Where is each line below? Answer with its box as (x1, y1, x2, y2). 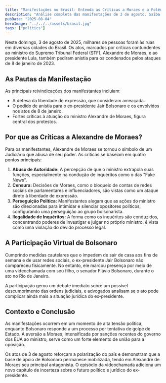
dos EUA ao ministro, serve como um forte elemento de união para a (5, 336, 145, 342)
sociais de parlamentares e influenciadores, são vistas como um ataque (12, 187, 159, 193)
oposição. (5, 342, 26, 348)
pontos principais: (5, 157, 42, 163)
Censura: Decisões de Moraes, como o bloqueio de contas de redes (12, 182, 152, 188)
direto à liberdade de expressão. (12, 192, 79, 198)
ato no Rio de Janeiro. (5, 273, 50, 279)
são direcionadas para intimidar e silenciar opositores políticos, (12, 203, 141, 209)
